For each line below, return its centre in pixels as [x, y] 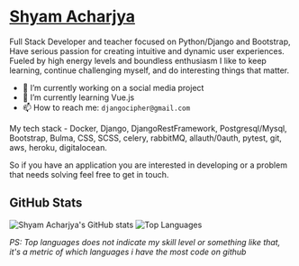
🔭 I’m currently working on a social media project [113, 87]
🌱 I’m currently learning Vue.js [78, 97]
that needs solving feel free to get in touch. [89, 174]
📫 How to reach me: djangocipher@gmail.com [106, 107]
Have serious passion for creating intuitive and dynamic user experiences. [147, 50]
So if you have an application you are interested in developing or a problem [149, 165]
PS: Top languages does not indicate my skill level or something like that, [145, 242]
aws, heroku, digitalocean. [59, 147]
